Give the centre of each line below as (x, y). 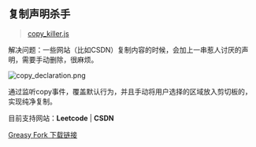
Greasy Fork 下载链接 (43, 134)
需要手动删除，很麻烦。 (60, 59)
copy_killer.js (48, 33)
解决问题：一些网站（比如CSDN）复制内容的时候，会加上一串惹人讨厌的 (125, 50)
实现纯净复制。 (32, 101)
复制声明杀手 (39, 14)
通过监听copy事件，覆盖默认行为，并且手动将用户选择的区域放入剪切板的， (130, 91)
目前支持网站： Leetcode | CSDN (61, 118)
